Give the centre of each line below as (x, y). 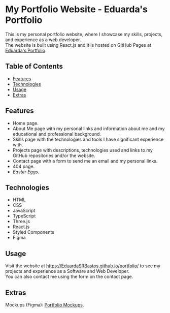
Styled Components (33, 232)
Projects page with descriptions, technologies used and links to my (83, 150)
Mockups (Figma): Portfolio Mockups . (45, 305)
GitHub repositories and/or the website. (54, 155)
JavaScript (24, 211)
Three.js (21, 222)
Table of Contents (34, 66)
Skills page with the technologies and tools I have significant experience (88, 139)
